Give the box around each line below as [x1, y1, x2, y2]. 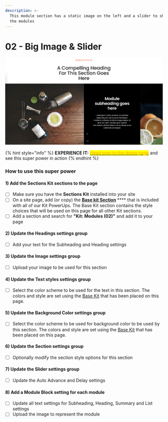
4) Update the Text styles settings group [5, 276, 91, 282]
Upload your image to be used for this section [12, 264, 107, 270]
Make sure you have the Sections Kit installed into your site [12, 191, 135, 197]
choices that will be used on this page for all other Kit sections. [12, 208, 142, 214]
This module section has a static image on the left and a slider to [9, 13, 157, 19]
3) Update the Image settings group [5, 253, 81, 259]
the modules [9, 19, 35, 24]
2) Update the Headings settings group [5, 230, 88, 236]
